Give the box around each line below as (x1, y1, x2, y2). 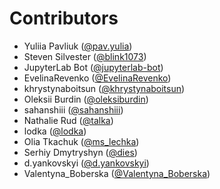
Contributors (9, 7, 119, 30)
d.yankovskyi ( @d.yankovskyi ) (23, 157, 150, 169)
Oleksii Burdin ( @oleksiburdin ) (23, 93, 149, 105)
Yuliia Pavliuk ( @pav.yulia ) (23, 40, 133, 52)
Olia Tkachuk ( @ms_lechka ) (23, 135, 140, 147)
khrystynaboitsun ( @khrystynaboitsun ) (23, 82, 186, 94)
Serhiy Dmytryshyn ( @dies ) (23, 146, 138, 158)
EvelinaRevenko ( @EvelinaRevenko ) (23, 72, 172, 84)
